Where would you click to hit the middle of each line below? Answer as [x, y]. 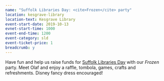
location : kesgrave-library [35, 15]
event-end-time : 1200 [28, 33]
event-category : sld [27, 38]
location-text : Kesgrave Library [40, 19]
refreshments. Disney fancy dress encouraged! [54, 73]
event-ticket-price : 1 [29, 43]
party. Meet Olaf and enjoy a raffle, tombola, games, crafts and [71, 67]
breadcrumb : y [20, 48]
